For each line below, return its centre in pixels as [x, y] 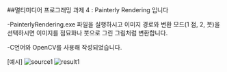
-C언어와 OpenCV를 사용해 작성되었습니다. [65, 47]
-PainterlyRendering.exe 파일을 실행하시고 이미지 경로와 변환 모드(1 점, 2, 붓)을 [113, 24]
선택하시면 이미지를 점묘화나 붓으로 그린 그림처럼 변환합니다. [88, 33]
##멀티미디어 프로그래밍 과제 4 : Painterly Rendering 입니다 [88, 10]
